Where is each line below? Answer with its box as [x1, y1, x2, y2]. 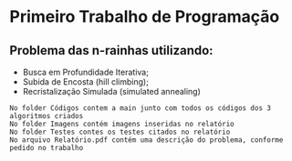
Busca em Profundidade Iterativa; [22, 66, 149, 77]
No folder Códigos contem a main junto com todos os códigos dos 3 [9, 104, 272, 113]
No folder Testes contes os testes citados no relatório [9, 127, 231, 136]
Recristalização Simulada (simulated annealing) [22, 86, 201, 96]
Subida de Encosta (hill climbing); [22, 76, 149, 87]
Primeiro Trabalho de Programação [9, 6, 280, 27]
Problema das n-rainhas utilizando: [9, 43, 214, 58]
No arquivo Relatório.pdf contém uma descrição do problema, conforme [9, 136, 284, 145]
